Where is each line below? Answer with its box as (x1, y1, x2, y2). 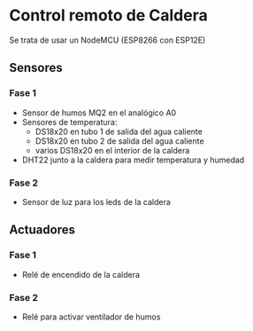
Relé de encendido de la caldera (21, 269, 140, 280)
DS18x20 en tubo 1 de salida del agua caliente (34, 126, 203, 137)
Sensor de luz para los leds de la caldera (21, 196, 171, 207)
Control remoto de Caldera (9, 5, 208, 26)
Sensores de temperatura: (21, 116, 118, 127)
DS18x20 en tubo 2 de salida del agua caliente (34, 135, 205, 146)
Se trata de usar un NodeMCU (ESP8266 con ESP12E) (9, 35, 206, 45)
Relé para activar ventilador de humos (21, 311, 161, 322)
